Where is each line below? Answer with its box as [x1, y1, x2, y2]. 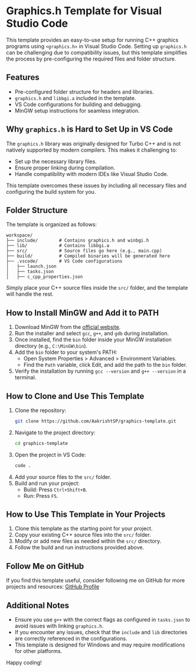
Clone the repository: [14, 407, 67, 414]
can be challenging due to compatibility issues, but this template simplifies [6, 49, 187, 56]
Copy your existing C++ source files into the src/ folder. [14, 532, 152, 539]
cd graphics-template [14, 440, 68, 446]
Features [6, 72, 40, 82]
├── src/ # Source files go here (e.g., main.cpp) [6, 248, 162, 254]
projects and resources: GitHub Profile [6, 583, 99, 590]
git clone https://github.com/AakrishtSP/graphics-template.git [14, 418, 177, 424]
